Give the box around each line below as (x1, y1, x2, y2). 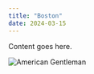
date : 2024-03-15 (8, 19, 67, 27)
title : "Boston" (8, 11, 63, 20)
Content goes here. (8, 41, 72, 51)
